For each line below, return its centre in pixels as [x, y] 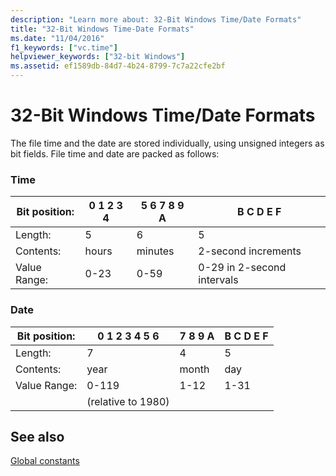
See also [37, 436]
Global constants [45, 461]
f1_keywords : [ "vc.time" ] [64, 47]
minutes [155, 251]
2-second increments [250, 251]
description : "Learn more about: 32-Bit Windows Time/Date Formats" [156, 19]
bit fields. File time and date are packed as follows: [115, 153]
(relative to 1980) [128, 401]
